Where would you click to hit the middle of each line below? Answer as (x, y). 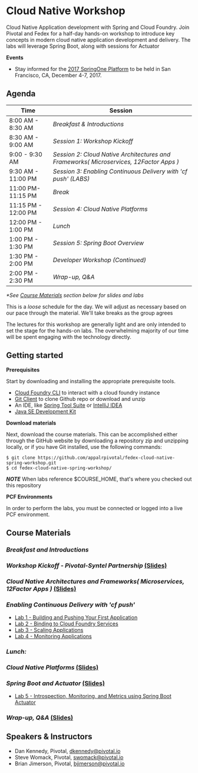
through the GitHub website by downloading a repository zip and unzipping (97, 441)
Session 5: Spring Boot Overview (98, 243)
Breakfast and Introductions (47, 549)
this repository (24, 485)
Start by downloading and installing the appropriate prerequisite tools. (91, 381)
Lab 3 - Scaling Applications (49, 630)
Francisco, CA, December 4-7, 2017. (58, 75)
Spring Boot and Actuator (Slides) (55, 683)
